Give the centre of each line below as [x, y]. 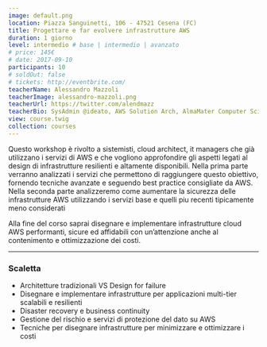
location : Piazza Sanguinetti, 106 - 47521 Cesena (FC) [103, 23]
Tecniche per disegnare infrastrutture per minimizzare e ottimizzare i [132, 328]
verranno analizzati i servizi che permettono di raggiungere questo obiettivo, [133, 174]
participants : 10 [37, 67]
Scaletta [25, 268]
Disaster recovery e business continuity [85, 311]
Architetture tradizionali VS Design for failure [93, 286]
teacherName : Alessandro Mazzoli [64, 89]
